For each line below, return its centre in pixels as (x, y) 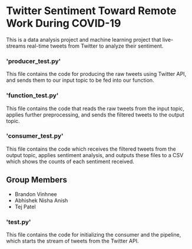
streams (16, 46)
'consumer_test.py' (35, 136)
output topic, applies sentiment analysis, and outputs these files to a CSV (95, 155)
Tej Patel (25, 207)
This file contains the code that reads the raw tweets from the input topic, (95, 108)
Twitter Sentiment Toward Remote (91, 11)
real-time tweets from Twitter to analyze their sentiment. (95, 46)
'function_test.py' (32, 95)
